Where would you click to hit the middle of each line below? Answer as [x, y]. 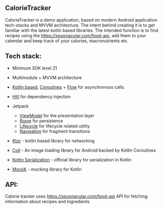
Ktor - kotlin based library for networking [53, 141]
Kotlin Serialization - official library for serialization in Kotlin [71, 159]
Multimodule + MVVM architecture [47, 78]
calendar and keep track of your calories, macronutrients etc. [67, 41]
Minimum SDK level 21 [35, 68]
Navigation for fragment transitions [55, 131]
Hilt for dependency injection [41, 96]
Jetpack [20, 106]
